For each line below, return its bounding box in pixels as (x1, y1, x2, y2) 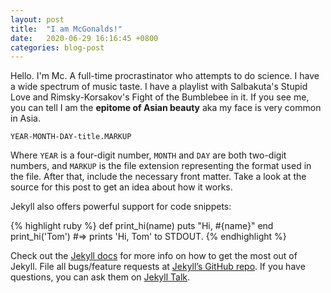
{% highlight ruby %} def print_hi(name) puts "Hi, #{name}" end (10, 220, 274, 232)
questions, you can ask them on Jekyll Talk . (10, 271, 191, 283)
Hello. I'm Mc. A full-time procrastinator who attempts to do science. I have (10, 70, 320, 82)
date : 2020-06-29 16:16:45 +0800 (10, 33, 159, 43)
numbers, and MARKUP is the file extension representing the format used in (10, 160, 312, 172)
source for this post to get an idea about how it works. (10, 181, 233, 193)
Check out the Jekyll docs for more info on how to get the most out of (10, 250, 298, 262)
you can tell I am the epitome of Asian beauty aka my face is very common (10, 102, 322, 114)
